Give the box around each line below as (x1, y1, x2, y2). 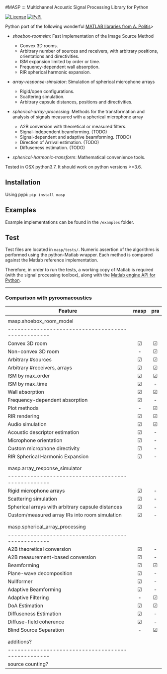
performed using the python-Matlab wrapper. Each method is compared (5, 252, 153, 258)
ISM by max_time (7, 380, 48, 387)
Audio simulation (7, 421, 47, 427)
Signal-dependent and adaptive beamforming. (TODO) (19, 134, 132, 140)
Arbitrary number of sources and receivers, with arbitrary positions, (19, 48, 159, 54)
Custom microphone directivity (7, 445, 80, 452)
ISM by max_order (7, 372, 50, 379)
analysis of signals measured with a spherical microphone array (12, 114, 143, 120)
